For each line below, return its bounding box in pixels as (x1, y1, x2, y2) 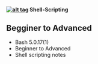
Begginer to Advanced (6, 23, 92, 33)
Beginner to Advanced (14, 45, 71, 52)
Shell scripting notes (14, 52, 66, 59)
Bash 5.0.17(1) (14, 39, 49, 46)
